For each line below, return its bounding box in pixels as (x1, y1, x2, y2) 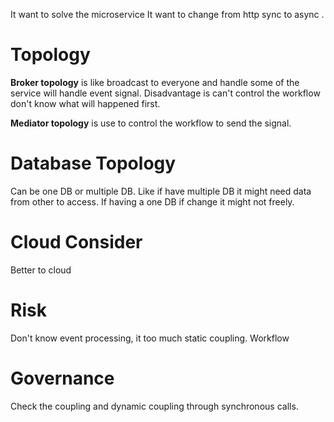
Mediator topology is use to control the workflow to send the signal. (10, 117, 292, 129)
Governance (10, 367, 115, 389)
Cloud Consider (10, 231, 143, 254)
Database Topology (10, 152, 177, 175)
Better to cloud (10, 264, 72, 276)
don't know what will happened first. (10, 97, 161, 109)
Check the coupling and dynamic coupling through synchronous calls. (10, 400, 299, 412)
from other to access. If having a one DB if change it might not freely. (10, 195, 295, 208)
